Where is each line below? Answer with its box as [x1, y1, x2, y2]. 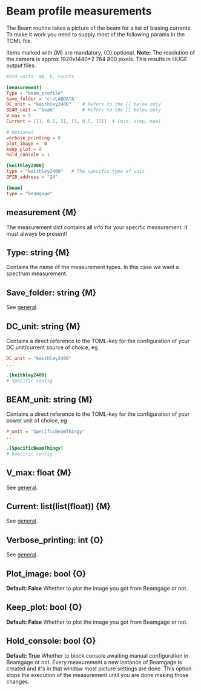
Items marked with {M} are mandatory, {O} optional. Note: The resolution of [6, 48, 196, 56]
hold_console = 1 [6, 152, 50, 158]
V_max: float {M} [6, 468, 71, 478]
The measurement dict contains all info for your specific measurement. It [6, 223, 188, 231]
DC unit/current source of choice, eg [6, 344, 98, 351]
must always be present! [6, 230, 68, 237]
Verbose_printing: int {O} [6, 535, 104, 545]
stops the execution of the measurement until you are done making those [6, 671, 189, 678]
